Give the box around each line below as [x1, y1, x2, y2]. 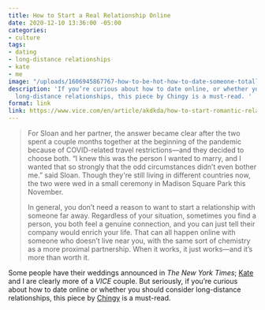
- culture [8, 33, 41, 42]
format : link [8, 99, 51, 107]
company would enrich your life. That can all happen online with [27, 228, 236, 237]
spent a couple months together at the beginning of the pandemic [27, 137, 242, 146]
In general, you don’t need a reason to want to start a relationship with [27, 203, 256, 211]
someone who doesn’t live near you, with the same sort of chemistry [27, 236, 251, 245]
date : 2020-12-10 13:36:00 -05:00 [8, 19, 122, 27]
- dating [8, 48, 37, 56]
